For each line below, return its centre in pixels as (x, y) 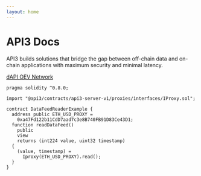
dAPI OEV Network (30, 77)
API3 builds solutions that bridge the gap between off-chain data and (92, 59)
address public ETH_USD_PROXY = (53, 114)
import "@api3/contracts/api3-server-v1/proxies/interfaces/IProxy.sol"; (101, 98)
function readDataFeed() (43, 125)
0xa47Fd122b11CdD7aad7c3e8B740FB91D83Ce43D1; (75, 119)
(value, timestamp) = (44, 151)
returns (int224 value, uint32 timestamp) (71, 141)
